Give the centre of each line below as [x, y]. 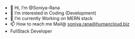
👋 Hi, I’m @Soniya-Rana [35, 8]
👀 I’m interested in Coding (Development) [53, 13]
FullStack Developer [31, 31]
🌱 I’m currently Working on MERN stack [51, 18]
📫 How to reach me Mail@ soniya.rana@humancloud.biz [70, 24]
